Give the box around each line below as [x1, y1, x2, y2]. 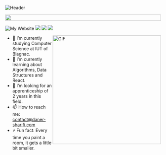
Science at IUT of [12, 46, 48, 52]
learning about [12, 62, 42, 67]
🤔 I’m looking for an [12, 82, 52, 88]
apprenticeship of [12, 88, 48, 94]
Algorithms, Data [12, 67, 47, 73]
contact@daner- [12, 117, 46, 122]
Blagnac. [12, 51, 31, 57]
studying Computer [12, 40, 52, 46]
